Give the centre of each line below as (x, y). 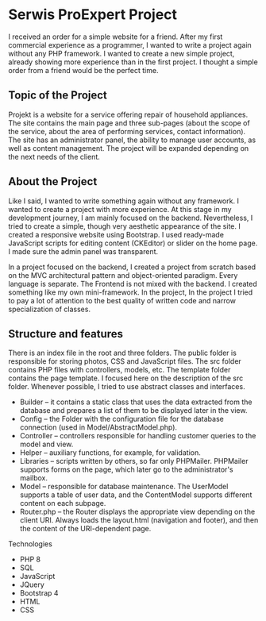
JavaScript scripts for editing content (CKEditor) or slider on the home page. (133, 243)
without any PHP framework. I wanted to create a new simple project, (121, 53)
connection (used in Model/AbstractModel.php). (98, 427)
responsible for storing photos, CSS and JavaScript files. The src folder (125, 361)
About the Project (53, 181)
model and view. (46, 444)
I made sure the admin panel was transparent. (83, 251)
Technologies (31, 544)
